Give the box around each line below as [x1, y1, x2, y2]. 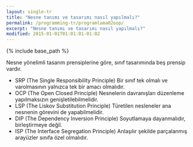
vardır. [6, 65, 22, 72]
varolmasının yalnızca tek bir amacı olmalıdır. [14, 83, 125, 90]
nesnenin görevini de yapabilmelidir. [14, 109, 104, 116]
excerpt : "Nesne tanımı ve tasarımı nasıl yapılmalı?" [6, 25, 146, 32]
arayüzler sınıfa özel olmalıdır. [14, 134, 88, 141]
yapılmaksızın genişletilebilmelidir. [14, 96, 99, 103]
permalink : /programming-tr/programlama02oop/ [6, 20, 124, 26]
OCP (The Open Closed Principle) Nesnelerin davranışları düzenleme [14, 90, 185, 97]
